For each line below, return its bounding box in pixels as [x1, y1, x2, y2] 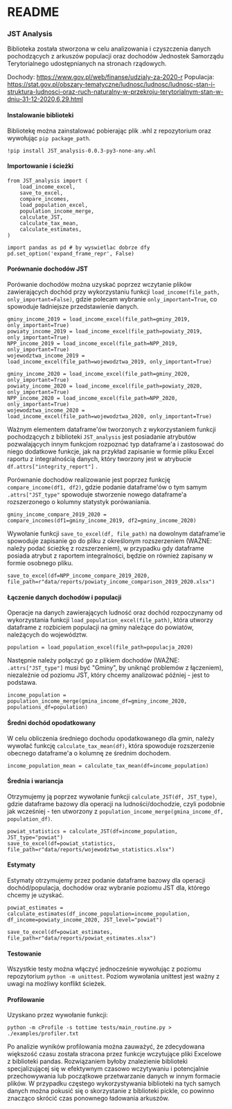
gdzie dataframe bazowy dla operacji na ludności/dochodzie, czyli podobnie [7, 799, 226, 808]
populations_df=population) [7, 704, 89, 711]
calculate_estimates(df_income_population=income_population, [7, 910, 190, 917]
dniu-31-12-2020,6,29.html [7, 95, 83, 103]
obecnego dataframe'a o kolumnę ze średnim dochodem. [7, 749, 171, 757]
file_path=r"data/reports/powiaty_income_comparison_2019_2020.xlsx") [7, 578, 215, 585]
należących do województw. [7, 631, 88, 639]
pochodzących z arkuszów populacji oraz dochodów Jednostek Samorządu [7, 52, 224, 60]
